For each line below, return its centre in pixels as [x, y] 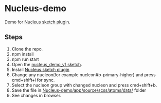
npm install [23, 54]
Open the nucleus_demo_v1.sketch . [47, 64]
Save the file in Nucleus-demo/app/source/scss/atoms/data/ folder [79, 90]
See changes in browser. [36, 95]
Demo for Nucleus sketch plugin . [37, 22]
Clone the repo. [27, 49]
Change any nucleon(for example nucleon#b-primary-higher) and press [84, 75]
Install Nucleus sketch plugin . [41, 69]
